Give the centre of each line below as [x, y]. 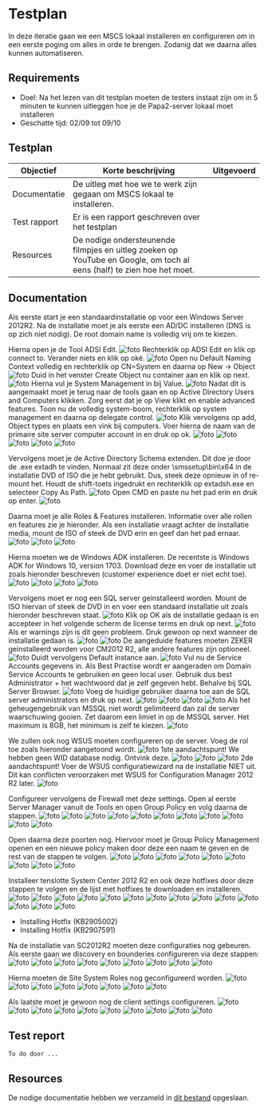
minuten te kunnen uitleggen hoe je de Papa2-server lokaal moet [126, 105]
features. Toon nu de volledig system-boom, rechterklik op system [118, 409]
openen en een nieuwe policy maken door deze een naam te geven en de [129, 848]
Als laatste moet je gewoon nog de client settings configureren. [112, 1002]
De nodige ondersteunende [124, 240]
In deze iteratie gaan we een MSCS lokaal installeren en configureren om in [132, 36]
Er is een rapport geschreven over [137, 216]
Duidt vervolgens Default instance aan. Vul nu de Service [136, 658]
